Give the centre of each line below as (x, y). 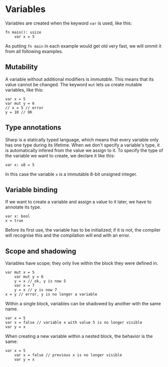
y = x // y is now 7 (36, 290)
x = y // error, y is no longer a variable (51, 294)
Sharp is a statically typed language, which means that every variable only (82, 139)
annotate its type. (23, 207)
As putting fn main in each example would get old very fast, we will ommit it (83, 46)
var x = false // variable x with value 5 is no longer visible (74, 323)
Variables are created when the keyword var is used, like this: (69, 23)
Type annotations (33, 128)
